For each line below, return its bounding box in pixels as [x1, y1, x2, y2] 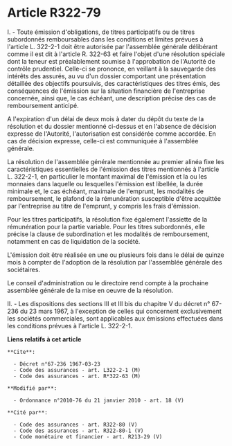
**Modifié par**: [7, 384, 57, 392]
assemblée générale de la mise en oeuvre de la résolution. [7, 286, 174, 294]
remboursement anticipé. [7, 101, 80, 109]
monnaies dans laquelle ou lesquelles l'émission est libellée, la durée [7, 179, 203, 188]
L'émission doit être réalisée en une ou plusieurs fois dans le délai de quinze [7, 251, 224, 259]
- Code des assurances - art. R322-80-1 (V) [13, 427, 144, 434]
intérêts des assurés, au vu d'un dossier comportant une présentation [7, 71, 206, 80]
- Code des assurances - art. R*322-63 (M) [13, 373, 141, 380]
